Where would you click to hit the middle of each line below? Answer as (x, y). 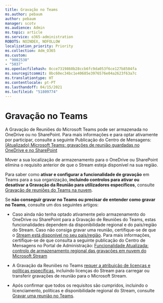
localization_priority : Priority (39, 46)
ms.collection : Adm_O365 (30, 50)
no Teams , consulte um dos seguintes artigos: (52, 205)
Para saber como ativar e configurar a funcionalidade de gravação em (77, 175)
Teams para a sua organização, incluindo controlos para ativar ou (72, 180)
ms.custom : (16, 55)
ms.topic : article (24, 32)
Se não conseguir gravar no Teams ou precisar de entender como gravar (80, 200)
